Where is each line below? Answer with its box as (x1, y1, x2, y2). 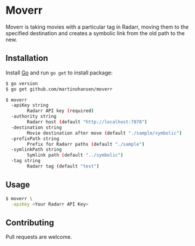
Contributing (5, 217, 54, 228)
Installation (5, 53, 48, 63)
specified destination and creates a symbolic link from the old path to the (5, 29, 185, 36)
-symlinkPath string (11, 147, 62, 152)
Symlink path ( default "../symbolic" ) (27, 152, 123, 158)
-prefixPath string (11, 135, 60, 142)
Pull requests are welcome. (5, 233, 72, 241)
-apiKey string (11, 102, 49, 108)
